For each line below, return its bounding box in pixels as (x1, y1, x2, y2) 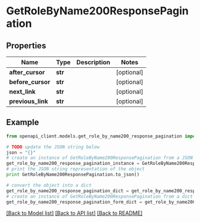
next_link (9, 87, 36, 96)
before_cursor (9, 78, 51, 86)
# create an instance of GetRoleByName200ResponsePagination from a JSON (6, 155, 193, 161)
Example (6, 117, 39, 127)
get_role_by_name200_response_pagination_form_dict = (6, 199, 143, 205)
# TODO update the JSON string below (6, 144, 100, 150)
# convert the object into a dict (6, 182, 92, 188)
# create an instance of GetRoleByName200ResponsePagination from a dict (6, 193, 193, 199)
